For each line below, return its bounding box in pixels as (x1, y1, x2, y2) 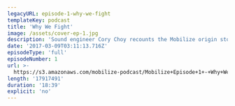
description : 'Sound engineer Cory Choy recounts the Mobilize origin (7, 36, 218, 43)
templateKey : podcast (7, 17, 71, 24)
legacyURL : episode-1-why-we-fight (7, 10, 111, 17)
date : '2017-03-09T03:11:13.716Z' (7, 43, 108, 50)
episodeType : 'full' (7, 50, 68, 56)
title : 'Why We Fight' (7, 23, 73, 30)
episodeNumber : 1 (7, 56, 58, 63)
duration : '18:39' (7, 82, 61, 89)
